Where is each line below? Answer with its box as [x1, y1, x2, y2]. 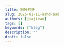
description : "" [5, 30, 38, 35]
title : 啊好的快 [5, 7, 35, 12]
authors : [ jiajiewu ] [5, 16, 47, 21]
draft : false [5, 35, 32, 40]
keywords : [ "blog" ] [5, 25, 45, 30]
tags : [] [5, 21, 23, 26]
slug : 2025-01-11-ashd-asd [5, 12, 60, 17]
